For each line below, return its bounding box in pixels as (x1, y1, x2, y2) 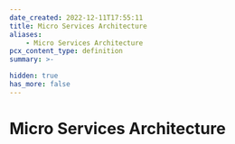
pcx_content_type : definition (9, 47, 124, 56)
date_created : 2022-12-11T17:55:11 (9, 13, 144, 22)
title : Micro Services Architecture (9, 22, 147, 31)
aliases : (9, 30, 42, 39)
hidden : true (9, 71, 59, 81)
